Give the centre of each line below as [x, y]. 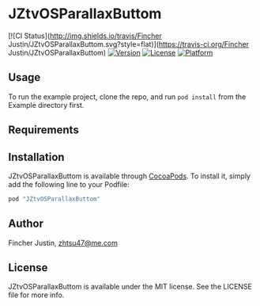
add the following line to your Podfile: [69, 184]
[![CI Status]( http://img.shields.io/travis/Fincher [85, 36]
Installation [36, 157]
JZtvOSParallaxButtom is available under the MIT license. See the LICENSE [130, 287]
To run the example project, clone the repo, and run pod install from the [127, 97]
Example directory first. [46, 105]
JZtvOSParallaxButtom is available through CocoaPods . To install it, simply [130, 176]
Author [26, 224]
